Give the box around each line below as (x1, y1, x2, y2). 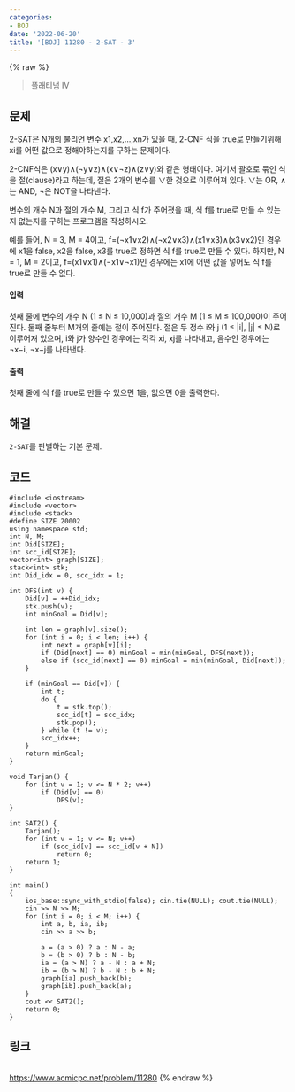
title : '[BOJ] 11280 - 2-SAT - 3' (9, 37, 137, 47)
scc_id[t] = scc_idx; (56, 710, 137, 720)
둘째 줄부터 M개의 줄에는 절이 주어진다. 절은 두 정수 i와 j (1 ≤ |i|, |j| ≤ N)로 (27, 322, 281, 333)
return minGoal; (25, 749, 86, 758)
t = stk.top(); (56, 703, 113, 712)
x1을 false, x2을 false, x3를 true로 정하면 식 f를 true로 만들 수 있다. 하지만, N (18, 245, 284, 257)
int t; (41, 687, 65, 696)
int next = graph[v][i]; (41, 641, 132, 650)
